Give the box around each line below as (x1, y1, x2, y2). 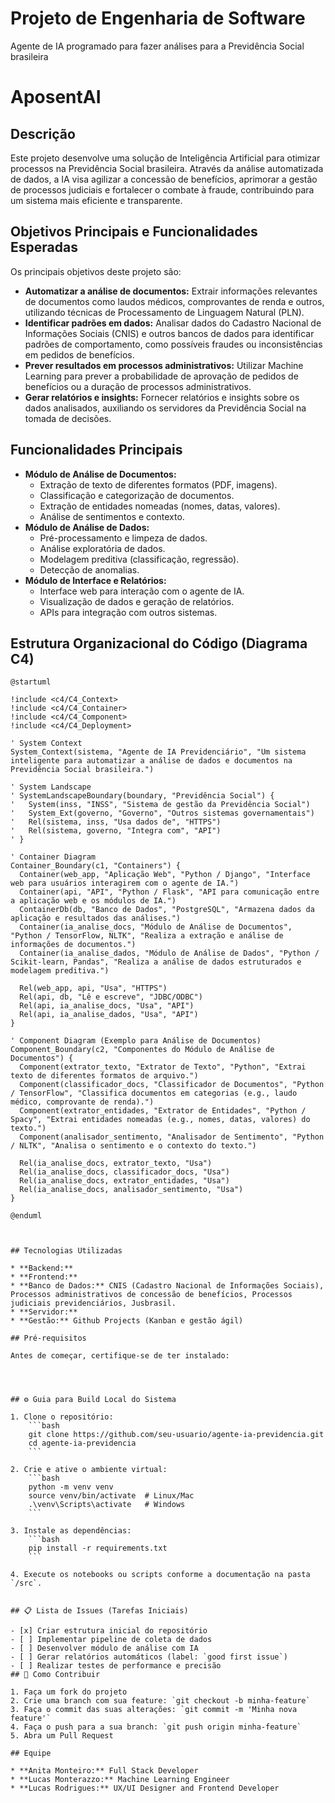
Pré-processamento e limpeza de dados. (39, 532, 208, 544)
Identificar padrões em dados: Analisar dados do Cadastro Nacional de (24, 317, 322, 329)
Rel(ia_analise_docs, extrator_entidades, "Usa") (19, 1176, 230, 1186)
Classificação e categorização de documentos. (39, 489, 235, 501)
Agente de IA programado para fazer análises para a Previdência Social (10, 40, 305, 52)
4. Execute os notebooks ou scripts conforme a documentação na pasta (10, 1570, 311, 1580)
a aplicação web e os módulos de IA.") (10, 896, 177, 906)
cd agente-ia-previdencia (28, 1438, 137, 1449)
